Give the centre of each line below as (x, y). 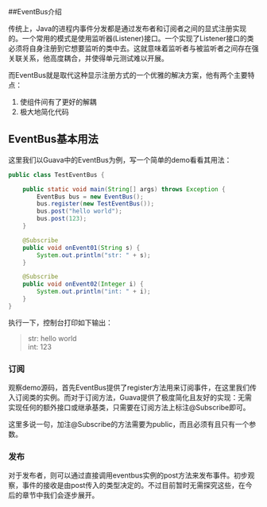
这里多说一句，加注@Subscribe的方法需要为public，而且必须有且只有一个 (129, 424)
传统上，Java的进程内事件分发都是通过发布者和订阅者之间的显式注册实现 (128, 29)
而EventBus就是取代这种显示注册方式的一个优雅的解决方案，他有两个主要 (128, 75)
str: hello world (52, 338)
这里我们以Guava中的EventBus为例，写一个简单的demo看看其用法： (120, 159)
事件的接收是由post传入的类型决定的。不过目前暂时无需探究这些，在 (133, 486)
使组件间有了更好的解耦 (58, 102)
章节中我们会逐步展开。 (60, 495)
